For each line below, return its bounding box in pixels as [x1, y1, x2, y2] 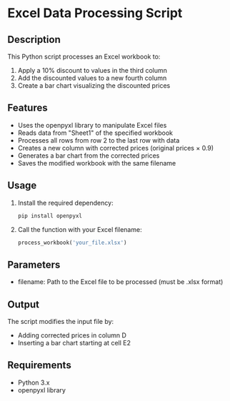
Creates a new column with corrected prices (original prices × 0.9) [17, 143, 214, 152]
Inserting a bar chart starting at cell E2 [17, 339, 131, 347]
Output [7, 298, 39, 310]
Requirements [7, 359, 71, 372]
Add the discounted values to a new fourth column [17, 73, 167, 82]
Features [7, 102, 48, 114]
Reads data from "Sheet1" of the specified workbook [17, 128, 174, 137]
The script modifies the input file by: [7, 318, 114, 325]
